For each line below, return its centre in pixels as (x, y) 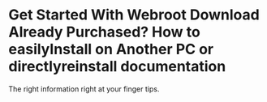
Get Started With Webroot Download (134, 15)
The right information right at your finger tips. (84, 89)
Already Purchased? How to (104, 32)
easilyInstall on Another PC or (111, 49)
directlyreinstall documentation (117, 67)
